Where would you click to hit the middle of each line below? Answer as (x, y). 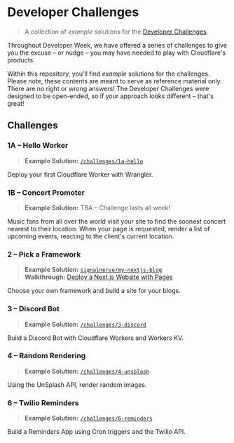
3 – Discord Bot (33, 309)
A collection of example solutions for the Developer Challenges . (116, 32)
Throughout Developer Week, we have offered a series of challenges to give (117, 45)
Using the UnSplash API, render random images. (77, 384)
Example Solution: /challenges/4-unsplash (87, 371)
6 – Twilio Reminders (43, 402)
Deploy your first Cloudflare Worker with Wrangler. (80, 174)
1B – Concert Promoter (46, 192)
